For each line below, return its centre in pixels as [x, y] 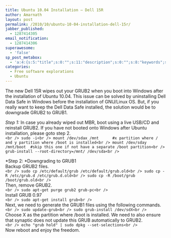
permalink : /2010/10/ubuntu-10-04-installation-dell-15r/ [68, 24]
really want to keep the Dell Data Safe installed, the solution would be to [81, 107]
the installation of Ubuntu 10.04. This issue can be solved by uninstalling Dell [86, 96]
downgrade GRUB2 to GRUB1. [36, 112]
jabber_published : [25, 29]
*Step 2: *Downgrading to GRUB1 [41, 161]
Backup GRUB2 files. [27, 166]
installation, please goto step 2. [38, 133]
